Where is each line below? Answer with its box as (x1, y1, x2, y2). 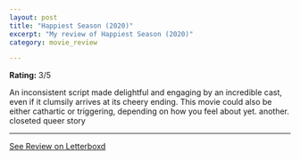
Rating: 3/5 (9, 70, 52, 81)
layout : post (9, 12, 58, 22)
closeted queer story (9, 116, 87, 126)
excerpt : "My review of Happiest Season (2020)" (9, 29, 194, 38)
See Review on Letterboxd (9, 141, 106, 152)
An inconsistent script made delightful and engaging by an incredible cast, (9, 87, 283, 98)
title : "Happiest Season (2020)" (9, 21, 134, 30)
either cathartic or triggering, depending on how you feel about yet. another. (9, 106, 290, 116)
